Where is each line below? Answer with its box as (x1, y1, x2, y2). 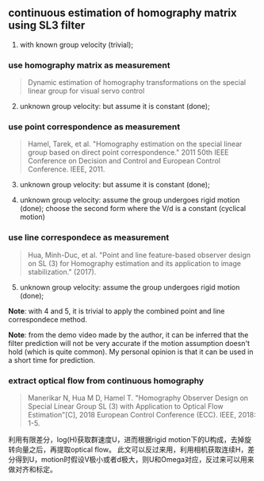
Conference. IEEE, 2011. (27, 164, 105, 174)
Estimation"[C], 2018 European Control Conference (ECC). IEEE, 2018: (27, 410, 256, 419)
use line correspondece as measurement (8, 232, 170, 243)
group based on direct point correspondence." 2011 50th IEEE (27, 148, 229, 157)
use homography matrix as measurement (8, 60, 170, 71)
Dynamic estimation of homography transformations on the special (27, 78, 247, 87)
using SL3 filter (8, 19, 86, 33)
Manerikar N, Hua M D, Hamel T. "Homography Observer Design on (27, 393, 248, 402)
